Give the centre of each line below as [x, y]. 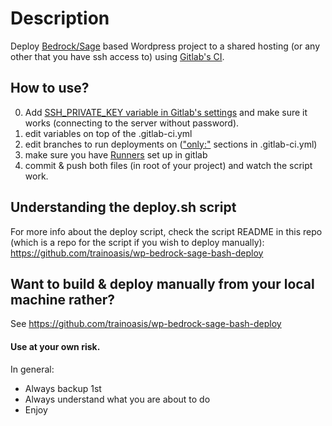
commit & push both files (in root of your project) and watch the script [168, 165]
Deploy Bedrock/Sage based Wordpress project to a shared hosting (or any [165, 46]
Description [60, 18]
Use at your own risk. [55, 346]
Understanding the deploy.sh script [123, 207]
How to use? [50, 88]
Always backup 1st [63, 388]
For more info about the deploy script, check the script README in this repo [166, 231]
